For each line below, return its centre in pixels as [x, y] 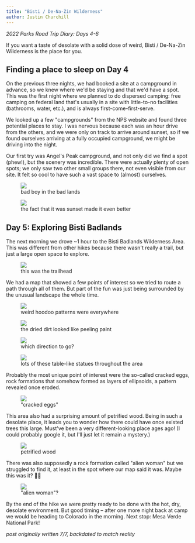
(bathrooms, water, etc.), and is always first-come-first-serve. [80, 108]
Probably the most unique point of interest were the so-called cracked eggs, [98, 375]
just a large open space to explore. [48, 254]
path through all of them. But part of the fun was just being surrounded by [95, 289]
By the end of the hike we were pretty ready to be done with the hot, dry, [93, 504]
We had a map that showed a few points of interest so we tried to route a [93, 283]
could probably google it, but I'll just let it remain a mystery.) [78, 435]
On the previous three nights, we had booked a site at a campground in [91, 84]
